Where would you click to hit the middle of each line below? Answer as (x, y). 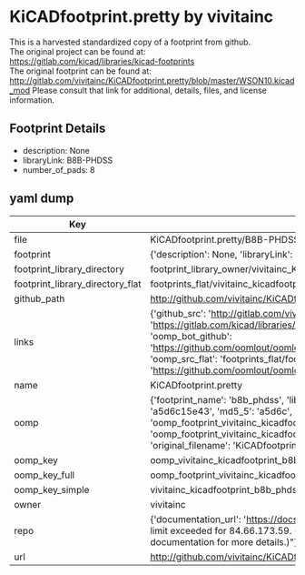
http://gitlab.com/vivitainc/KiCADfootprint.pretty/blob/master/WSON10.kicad (152, 80)
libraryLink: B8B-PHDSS (68, 160)
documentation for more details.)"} (223, 541)
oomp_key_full (44, 475)
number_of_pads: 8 (59, 169)
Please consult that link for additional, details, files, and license (150, 90)
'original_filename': (190, 445)
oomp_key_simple (52, 489)
